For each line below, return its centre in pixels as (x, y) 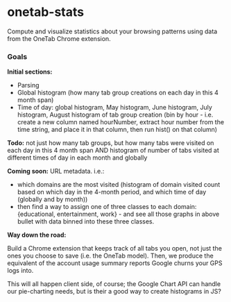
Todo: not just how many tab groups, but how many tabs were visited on (111, 143)
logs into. (20, 271)
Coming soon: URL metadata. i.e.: (56, 171)
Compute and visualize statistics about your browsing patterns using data (112, 31)
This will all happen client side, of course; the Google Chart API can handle (114, 284)
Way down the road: (37, 235)
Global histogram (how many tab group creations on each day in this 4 (118, 93)
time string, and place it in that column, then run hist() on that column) (117, 130)
